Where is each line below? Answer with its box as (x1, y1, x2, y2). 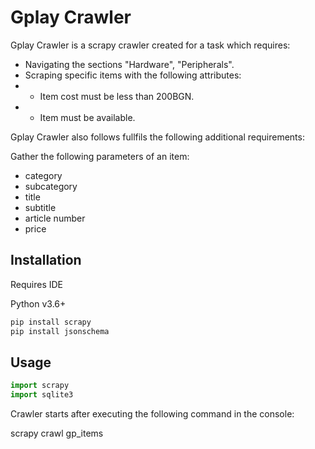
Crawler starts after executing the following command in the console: (10, 408, 295, 420)
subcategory (24, 180, 78, 192)
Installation (10, 252, 82, 269)
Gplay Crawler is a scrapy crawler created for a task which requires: (10, 39, 291, 51)
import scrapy (10, 381, 70, 391)
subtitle (24, 201, 57, 213)
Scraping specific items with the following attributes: (24, 69, 242, 81)
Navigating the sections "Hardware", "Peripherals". (24, 58, 235, 70)
